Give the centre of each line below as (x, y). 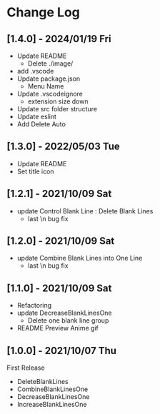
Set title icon (35, 171)
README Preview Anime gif (58, 328)
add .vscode (35, 71)
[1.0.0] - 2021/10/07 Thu (62, 350)
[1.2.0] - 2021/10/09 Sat (61, 241)
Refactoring (34, 306)
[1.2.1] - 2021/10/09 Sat (59, 194)
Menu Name (46, 86)
